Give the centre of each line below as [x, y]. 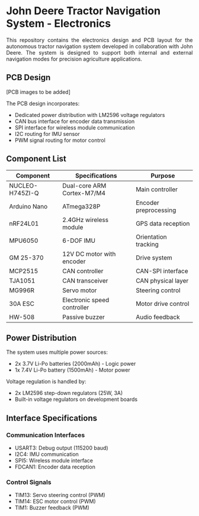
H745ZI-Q [24, 193]
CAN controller [83, 271]
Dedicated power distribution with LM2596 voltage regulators [90, 115]
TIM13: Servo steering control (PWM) [60, 495]
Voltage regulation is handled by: [46, 382]
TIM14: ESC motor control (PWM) [55, 501]
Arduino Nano [28, 206]
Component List [36, 159]
